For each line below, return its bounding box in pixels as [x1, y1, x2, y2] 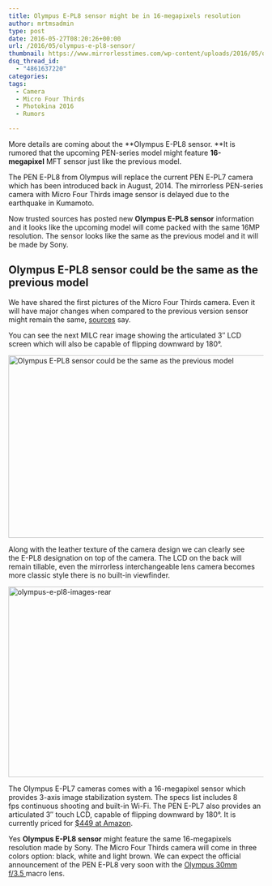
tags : [8, 80, 27, 88]
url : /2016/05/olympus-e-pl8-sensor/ [8, 42, 136, 50]
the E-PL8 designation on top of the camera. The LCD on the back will [8, 553, 242, 562]
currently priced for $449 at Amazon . [8, 818, 134, 828]
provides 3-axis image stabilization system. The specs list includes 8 [8, 792, 238, 802]
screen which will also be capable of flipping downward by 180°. [8, 338, 223, 349]
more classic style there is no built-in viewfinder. [8, 570, 171, 580]
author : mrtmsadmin [8, 19, 74, 28]
